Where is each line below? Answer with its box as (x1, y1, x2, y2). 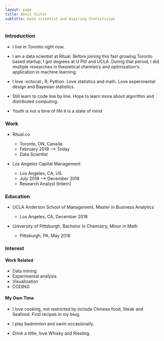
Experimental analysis (12, 273, 57, 279)
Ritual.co (12, 131, 30, 137)
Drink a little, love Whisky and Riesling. (12, 330, 91, 336)
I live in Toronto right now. (12, 44, 65, 50)
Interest (5, 245, 25, 252)
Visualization (12, 279, 38, 284)
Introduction (5, 32, 35, 39)
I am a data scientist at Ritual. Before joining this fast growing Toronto (12, 53, 153, 59)
